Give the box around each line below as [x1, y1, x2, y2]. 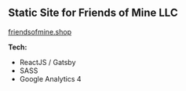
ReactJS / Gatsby [19, 57, 76, 67]
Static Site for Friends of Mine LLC [8, 6, 178, 20]
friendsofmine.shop [8, 27, 72, 36]
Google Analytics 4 [19, 74, 82, 83]
